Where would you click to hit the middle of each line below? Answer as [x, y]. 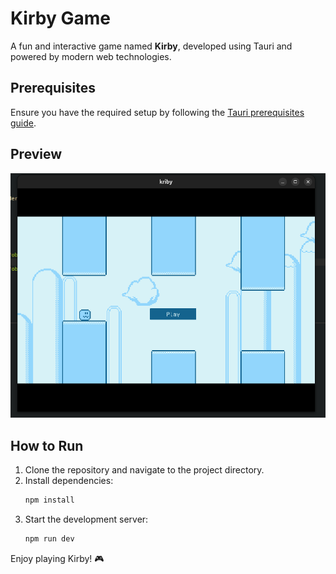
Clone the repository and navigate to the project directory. [144, 470]
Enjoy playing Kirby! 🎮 [57, 558]
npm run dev [49, 538]
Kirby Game [60, 18]
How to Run [47, 445]
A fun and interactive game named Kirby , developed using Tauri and [151, 46]
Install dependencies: [69, 481]
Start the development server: [86, 519]
